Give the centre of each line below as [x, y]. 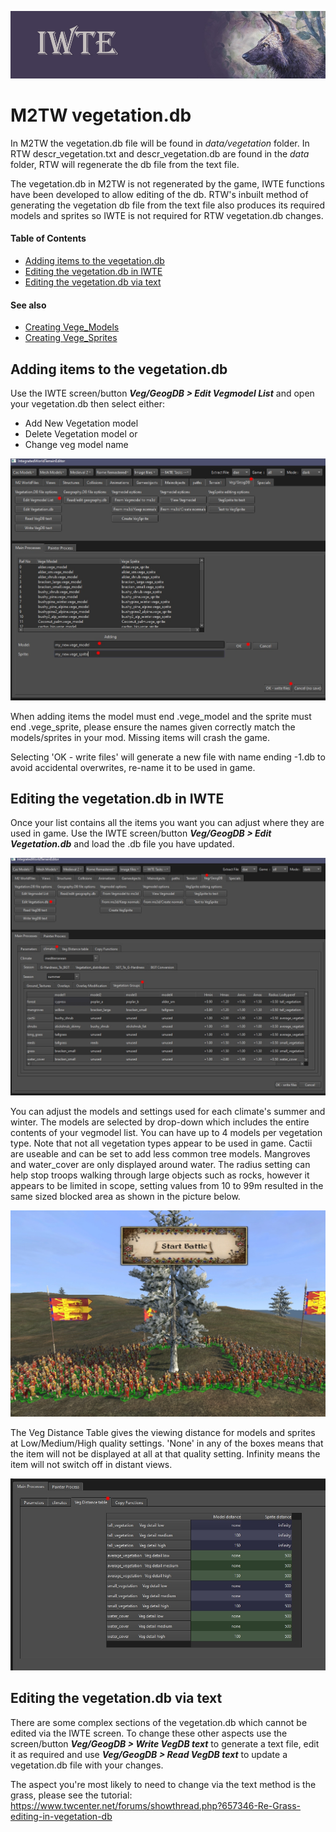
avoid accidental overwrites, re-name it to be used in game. [133, 767]
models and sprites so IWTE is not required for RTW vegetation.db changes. [167, 215]
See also [28, 305]
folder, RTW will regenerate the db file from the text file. [125, 164]
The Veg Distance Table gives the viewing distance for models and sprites [163, 1433]
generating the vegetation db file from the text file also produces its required [168, 205]
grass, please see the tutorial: [71, 1795]
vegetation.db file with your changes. [87, 1765]
